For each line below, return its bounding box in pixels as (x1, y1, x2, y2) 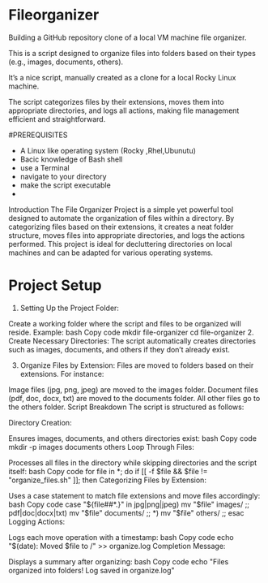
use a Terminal (19, 162, 70, 172)
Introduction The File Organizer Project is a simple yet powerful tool (8, 205, 234, 214)
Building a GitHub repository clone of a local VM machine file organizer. (8, 32, 247, 42)
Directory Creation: (8, 417, 72, 427)
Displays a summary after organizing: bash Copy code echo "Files (8, 556, 229, 566)
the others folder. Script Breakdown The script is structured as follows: (8, 402, 245, 412)
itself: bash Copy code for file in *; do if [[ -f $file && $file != (8, 466, 208, 476)
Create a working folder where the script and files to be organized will (8, 318, 241, 328)
